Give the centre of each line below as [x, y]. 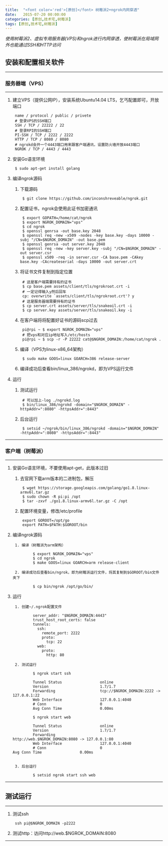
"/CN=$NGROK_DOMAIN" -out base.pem [68, 240]
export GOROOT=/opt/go [46, 520]
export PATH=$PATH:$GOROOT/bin [55, 525]
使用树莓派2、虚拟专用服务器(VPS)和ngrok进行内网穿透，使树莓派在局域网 [82, 39]
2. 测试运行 [26, 665]
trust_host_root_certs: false [64, 620]
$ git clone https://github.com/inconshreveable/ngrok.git [85, 199]
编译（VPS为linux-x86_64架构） [53, 349]
